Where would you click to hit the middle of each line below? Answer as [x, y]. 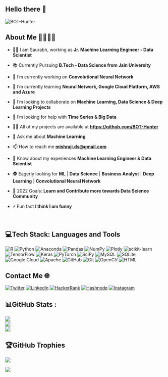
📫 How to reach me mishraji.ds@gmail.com [60, 147]
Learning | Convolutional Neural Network [57, 181]
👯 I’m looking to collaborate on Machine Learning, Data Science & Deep [88, 102]
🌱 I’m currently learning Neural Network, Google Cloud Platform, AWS [86, 86]
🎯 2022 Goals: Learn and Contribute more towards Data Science [81, 191]
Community [25, 196]
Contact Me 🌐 [27, 276]
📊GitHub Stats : [31, 304]
